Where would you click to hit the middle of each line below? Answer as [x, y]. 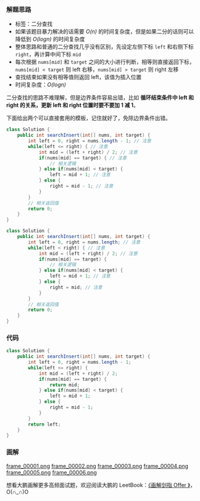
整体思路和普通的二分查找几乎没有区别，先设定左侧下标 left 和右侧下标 [104, 47]
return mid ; [65, 385]
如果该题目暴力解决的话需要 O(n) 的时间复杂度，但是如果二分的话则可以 [104, 32]
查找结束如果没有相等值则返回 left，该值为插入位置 [78, 77]
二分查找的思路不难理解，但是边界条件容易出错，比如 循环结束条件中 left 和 [100, 98]
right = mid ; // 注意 [76, 287]
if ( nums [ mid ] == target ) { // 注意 [83, 158]
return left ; [45, 424]
